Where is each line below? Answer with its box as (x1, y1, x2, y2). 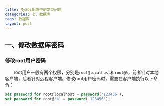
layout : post (5, 21, 32, 26)
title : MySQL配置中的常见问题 (5, 7, 62, 12)
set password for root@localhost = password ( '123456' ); (5, 92, 124, 97)
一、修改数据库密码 (5, 41, 64, 49)
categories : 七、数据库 (5, 12, 51, 17)
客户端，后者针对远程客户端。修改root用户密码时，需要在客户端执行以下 (5, 75, 154, 81)
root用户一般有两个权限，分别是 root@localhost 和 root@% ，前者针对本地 (13, 69, 159, 75)
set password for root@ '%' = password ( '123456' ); (5, 96, 111, 101)
